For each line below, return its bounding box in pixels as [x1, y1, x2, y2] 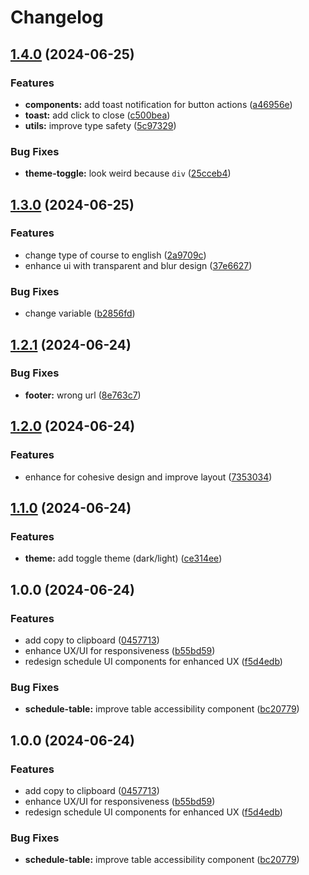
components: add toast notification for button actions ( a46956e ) [24, 98, 293, 110]
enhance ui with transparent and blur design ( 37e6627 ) [24, 259, 253, 271]
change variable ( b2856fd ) [24, 307, 136, 320]
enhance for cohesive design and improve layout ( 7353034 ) [24, 471, 273, 483]
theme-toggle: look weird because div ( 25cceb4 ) [24, 167, 232, 180]
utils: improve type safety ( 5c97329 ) [24, 119, 177, 131]
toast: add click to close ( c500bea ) [24, 109, 171, 121]
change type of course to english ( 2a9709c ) [24, 249, 207, 261]
